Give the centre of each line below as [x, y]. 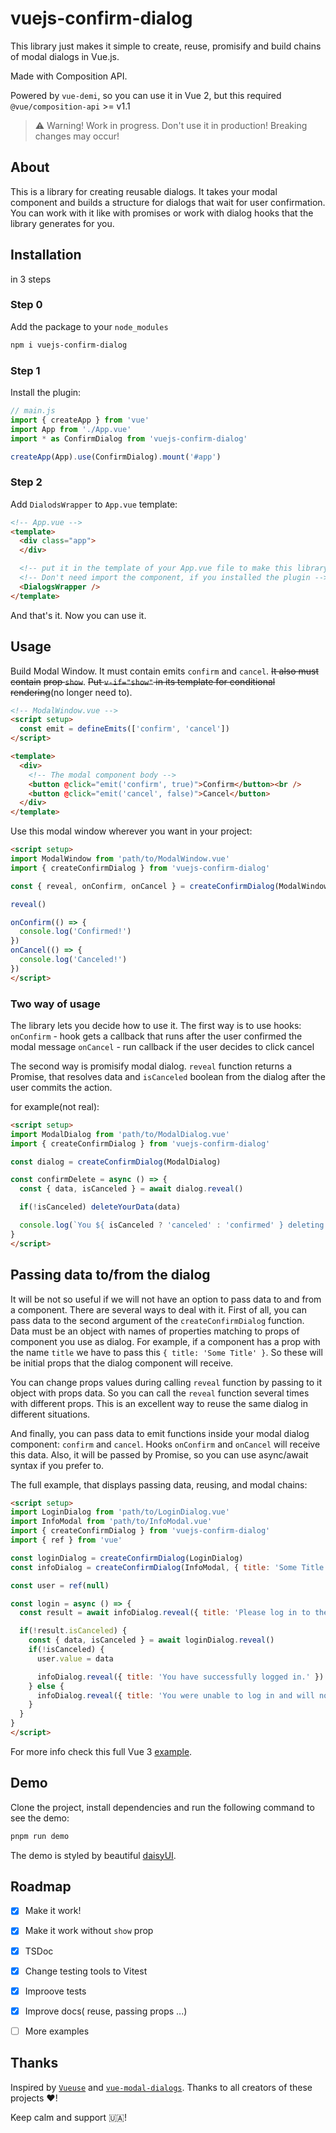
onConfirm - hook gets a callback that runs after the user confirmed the [156, 1036]
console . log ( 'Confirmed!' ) [75, 932]
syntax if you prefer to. [57, 1465]
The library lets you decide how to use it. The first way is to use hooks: [156, 1025]
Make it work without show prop [89, 1931]
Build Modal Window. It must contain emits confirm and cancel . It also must [165, 671]
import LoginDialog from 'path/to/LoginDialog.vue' [120, 1512]
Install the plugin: [46, 393]
